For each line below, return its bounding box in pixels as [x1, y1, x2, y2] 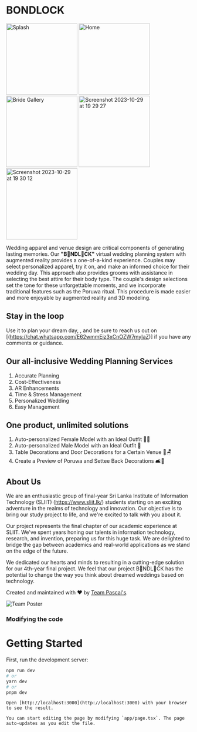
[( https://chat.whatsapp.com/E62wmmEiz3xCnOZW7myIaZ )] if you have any [6, 333, 191, 340]
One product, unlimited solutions [6, 420, 129, 430]
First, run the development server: [6, 656, 89, 663]
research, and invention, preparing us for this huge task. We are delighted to [6, 535, 191, 542]
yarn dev [6, 678, 28, 684]
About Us [6, 477, 41, 487]
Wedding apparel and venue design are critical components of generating [6, 244, 185, 251]
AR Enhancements [14, 385, 60, 392]
